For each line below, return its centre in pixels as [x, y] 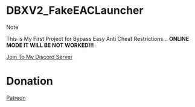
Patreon [16, 97]
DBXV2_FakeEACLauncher [75, 11]
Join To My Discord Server [40, 57]
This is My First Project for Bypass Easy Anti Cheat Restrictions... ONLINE [98, 38]
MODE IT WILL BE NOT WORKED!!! [50, 45]
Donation [30, 81]
